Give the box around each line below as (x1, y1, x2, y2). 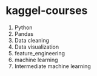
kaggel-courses (5, 4, 88, 18)
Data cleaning (14, 36, 50, 44)
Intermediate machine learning (14, 62, 92, 70)
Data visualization (14, 43, 59, 50)
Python (14, 24, 33, 31)
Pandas (14, 30, 34, 37)
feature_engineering (14, 49, 65, 57)
